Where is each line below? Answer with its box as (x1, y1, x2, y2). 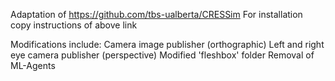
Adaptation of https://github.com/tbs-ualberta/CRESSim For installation (10, 9, 303, 20)
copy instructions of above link (10, 19, 138, 31)
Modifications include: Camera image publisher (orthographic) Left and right (10, 39, 325, 50)
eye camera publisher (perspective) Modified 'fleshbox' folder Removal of (10, 49, 315, 61)
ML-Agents (10, 60, 56, 71)
